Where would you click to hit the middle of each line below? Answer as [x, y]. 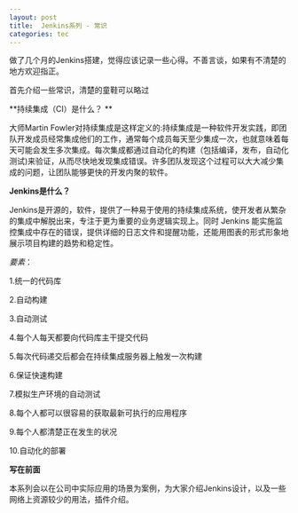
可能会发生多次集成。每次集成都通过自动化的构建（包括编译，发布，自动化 [153, 150]
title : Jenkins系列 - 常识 [59, 26]
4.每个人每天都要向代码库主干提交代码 [79, 337]
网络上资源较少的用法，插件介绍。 [71, 500]
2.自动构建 [28, 300]
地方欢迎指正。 [36, 71]
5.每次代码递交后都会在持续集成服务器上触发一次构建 [106, 357]
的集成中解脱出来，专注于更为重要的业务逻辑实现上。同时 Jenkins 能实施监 [146, 221]
